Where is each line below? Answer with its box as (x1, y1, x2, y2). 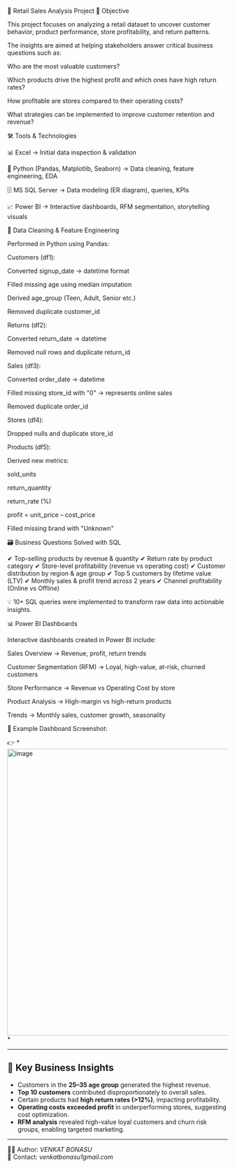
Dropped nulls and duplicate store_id (7, 429, 113, 437)
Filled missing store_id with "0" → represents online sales (7, 389, 173, 397)
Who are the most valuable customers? (7, 62, 120, 70)
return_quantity (7, 483, 51, 492)
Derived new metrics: (7, 457, 69, 464)
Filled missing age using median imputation (7, 280, 132, 288)
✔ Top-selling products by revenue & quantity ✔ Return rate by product (7, 555, 213, 562)
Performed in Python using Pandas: (7, 240, 110, 248)
